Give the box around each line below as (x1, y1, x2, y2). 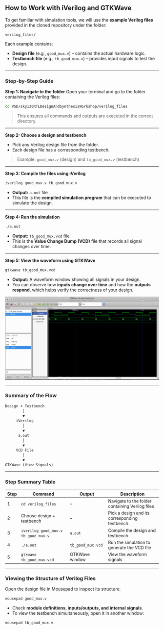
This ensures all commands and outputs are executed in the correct (17, 113, 153, 119)
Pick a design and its (108, 510, 150, 516)
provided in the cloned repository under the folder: (5, 22, 107, 28)
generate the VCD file (108, 544, 151, 551)
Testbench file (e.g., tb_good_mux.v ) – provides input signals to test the (12, 55, 155, 61)
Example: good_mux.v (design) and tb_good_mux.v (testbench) (17, 156, 140, 162)
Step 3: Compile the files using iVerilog (5, 170, 86, 176)
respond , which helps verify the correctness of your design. (12, 287, 134, 293)
